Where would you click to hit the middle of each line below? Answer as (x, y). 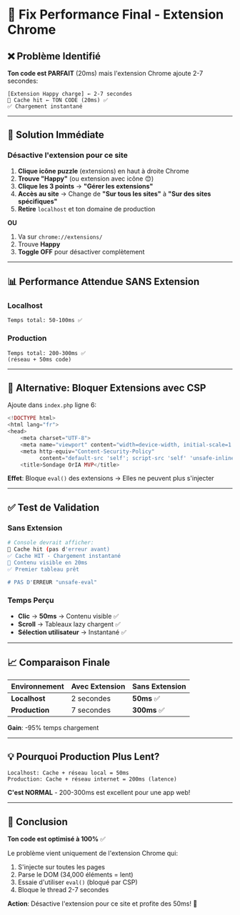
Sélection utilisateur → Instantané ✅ (72, 632)
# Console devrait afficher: (51, 543)
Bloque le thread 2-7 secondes (63, 890)
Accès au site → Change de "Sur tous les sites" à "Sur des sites (114, 194)
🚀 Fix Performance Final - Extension (116, 15)
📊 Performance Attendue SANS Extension (104, 282)
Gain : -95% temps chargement (53, 727)
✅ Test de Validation (54, 507)
